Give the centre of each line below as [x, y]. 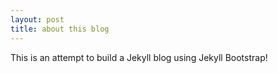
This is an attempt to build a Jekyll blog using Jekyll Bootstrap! [139, 57]
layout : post [37, 19]
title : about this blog [60, 29]
